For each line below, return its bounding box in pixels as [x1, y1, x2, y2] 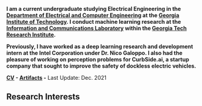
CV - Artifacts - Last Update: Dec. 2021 [6, 74, 107, 81]
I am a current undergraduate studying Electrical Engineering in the [6, 5, 181, 12]
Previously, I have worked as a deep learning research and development [6, 43, 193, 50]
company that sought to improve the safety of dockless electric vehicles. [6, 62, 196, 69]
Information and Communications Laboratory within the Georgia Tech [6, 24, 187, 32]
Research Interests [6, 91, 80, 102]
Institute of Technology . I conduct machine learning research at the [6, 18, 182, 25]
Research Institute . [6, 31, 56, 38]
